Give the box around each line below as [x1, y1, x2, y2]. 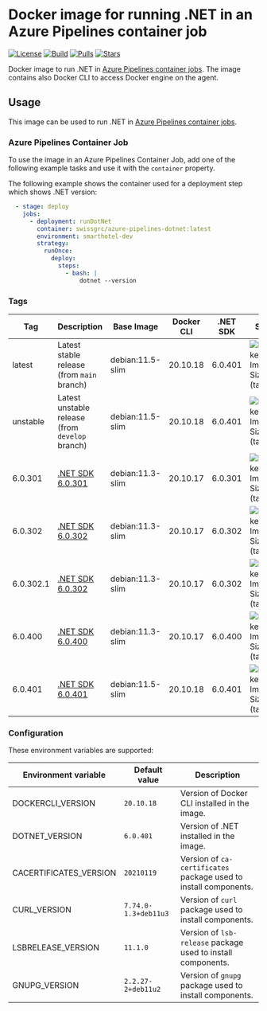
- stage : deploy [15, 203, 69, 211]
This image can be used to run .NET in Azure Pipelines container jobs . [8, 117, 237, 127]
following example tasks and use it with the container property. [8, 163, 215, 173]
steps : [58, 262, 80, 270]
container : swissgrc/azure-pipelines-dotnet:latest [37, 224, 212, 232]
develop [57, 431, 87, 441]
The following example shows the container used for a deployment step [8, 179, 243, 189]
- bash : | [64, 269, 98, 277]
